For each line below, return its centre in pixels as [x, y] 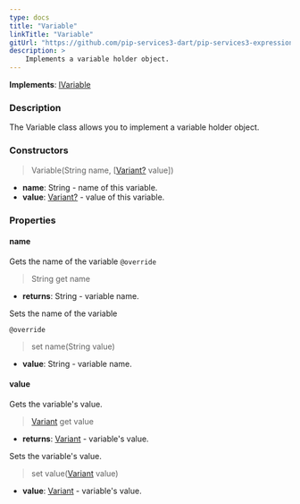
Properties [33, 220]
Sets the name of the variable [63, 313]
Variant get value [62, 421]
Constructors [39, 150]
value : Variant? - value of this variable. [93, 197]
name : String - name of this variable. [90, 187]
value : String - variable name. [77, 363]
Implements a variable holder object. [97, 59]
